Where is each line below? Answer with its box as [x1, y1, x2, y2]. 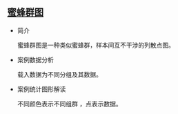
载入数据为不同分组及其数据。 [17, 70, 102, 78]
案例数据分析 [17, 55, 54, 64]
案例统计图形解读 [17, 85, 66, 93]
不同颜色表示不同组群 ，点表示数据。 [17, 99, 122, 108]
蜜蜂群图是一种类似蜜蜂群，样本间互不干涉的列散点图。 [17, 41, 175, 49]
